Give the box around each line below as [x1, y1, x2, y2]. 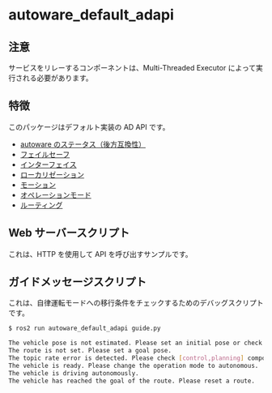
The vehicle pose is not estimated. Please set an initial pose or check [8, 339, 263, 348]
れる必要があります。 [22, 73, 93, 83]
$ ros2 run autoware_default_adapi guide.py [8, 324, 161, 333]
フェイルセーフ [19, 149, 70, 159]
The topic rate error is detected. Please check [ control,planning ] [8, 354, 244, 362]
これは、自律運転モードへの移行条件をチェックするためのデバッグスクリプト [8, 298, 264, 308]
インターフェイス [19, 160, 77, 169]
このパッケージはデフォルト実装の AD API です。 [8, 122, 170, 131]
